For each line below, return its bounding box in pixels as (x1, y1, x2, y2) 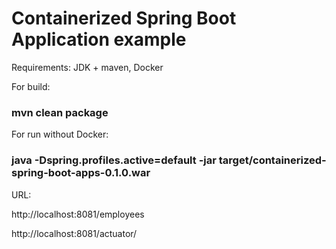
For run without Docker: (11, 128, 109, 141)
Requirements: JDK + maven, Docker (11, 61, 164, 73)
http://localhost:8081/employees (11, 208, 145, 220)
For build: (11, 80, 51, 92)
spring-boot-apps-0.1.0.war (11, 166, 151, 180)
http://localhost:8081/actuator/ (11, 227, 138, 239)
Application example (11, 28, 187, 51)
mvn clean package (11, 105, 109, 119)
